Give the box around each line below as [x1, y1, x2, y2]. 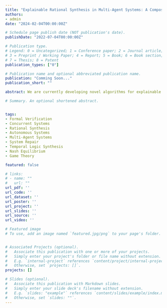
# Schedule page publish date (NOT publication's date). [5, 30, 126, 35]
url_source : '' [5, 213, 37, 218]
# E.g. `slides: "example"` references [5, 291, 92, 296]
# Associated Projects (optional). [5, 244, 79, 249]
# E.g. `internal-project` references [5, 258, 90, 264]
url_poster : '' [5, 199, 37, 204]
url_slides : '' [5, 208, 37, 213]
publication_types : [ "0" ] [5, 62, 59, 67]
